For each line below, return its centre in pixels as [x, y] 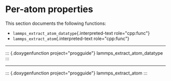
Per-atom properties [49, 9]
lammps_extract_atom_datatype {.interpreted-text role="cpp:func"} [81, 33]
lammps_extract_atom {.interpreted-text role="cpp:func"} [71, 38]
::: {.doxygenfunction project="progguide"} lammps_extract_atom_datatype [84, 53]
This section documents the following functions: [56, 23]
